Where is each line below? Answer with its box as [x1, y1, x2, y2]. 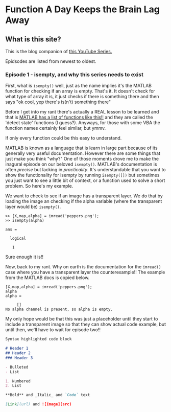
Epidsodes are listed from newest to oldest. [5, 58, 96, 64]
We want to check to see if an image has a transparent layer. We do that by [5, 193, 163, 199]
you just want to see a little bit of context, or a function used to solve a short [5, 177, 165, 184]
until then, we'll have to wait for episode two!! [5, 327, 101, 333]
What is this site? [5, 35, 61, 43]
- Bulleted [5, 364, 29, 370]
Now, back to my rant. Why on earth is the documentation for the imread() [5, 264, 161, 270]
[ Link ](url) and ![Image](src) [5, 402, 72, 407]
